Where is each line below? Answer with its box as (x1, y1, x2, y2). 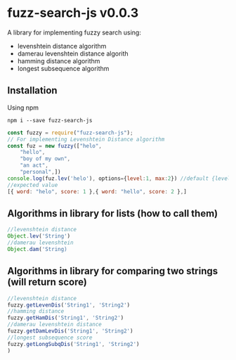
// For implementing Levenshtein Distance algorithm (7, 136, 165, 143)
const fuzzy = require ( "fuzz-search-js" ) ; (7, 129, 133, 136)
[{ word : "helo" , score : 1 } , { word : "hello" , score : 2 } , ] (7, 188, 188, 195)
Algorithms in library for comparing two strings (7, 265, 218, 277)
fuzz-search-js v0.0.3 (7, 5, 139, 21)
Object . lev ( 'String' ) (7, 233, 71, 240)
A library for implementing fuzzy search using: (7, 28, 142, 37)
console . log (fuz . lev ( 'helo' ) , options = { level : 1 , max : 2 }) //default (7, 174, 209, 182)
